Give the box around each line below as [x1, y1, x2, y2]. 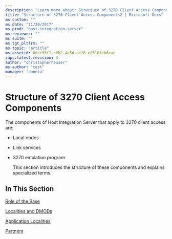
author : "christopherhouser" [5, 60, 68, 65]
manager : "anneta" [5, 70, 45, 75]
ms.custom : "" [5, 17, 36, 22]
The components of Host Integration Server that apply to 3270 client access [5, 119, 166, 125]
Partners [5, 228, 24, 234]
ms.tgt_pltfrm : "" [5, 41, 45, 46]
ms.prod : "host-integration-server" [5, 27, 83, 32]
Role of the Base [5, 198, 40, 204]
